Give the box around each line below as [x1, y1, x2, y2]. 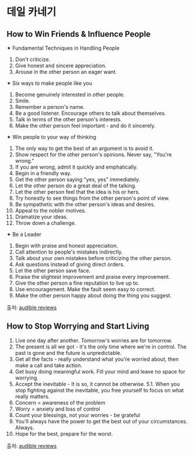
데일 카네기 [6, 5, 57, 19]
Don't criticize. [15, 56, 51, 63]
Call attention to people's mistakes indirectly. [15, 248, 123, 255]
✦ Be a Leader [6, 231, 41, 238]
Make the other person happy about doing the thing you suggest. [15, 292, 172, 299]
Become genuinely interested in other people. [15, 91, 125, 98]
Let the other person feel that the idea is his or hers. [15, 189, 141, 195]
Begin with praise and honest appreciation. [15, 242, 118, 249]
